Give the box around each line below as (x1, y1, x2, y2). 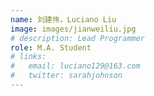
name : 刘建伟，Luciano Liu (10, 14, 117, 25)
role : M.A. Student (10, 42, 92, 53)
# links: (10, 52, 47, 62)
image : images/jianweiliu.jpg (10, 24, 137, 34)
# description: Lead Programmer (10, 33, 145, 43)
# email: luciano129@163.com (10, 61, 141, 71)
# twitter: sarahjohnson (10, 71, 123, 81)
